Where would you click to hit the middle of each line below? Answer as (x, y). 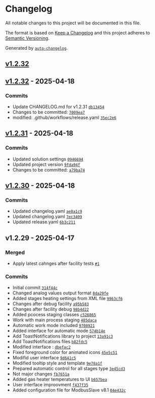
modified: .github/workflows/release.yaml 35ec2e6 (64, 118)
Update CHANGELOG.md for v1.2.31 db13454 (58, 107)
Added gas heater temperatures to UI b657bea (60, 379)
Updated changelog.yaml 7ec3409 (47, 217)
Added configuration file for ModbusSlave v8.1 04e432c (69, 390)
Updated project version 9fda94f (46, 164)
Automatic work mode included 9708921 (54, 325)
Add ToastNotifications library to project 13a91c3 (63, 336)
